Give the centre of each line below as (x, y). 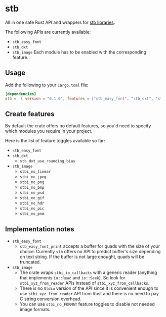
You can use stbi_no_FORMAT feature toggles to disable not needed (87, 304)
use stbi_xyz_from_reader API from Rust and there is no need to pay (89, 294)
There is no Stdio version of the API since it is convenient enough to (89, 288)
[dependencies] (21, 94)
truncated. (30, 262)
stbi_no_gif (32, 198)
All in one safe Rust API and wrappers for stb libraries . (60, 22)
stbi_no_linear (35, 172)
